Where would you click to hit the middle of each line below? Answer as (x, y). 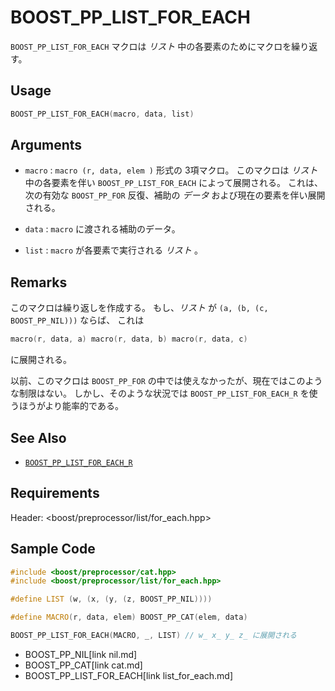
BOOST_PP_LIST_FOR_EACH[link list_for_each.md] (129, 675)
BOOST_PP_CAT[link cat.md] (83, 665)
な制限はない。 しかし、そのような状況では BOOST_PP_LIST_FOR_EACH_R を (160, 393)
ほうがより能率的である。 (71, 406)
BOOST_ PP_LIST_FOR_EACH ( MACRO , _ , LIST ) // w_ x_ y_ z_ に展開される (154, 636)
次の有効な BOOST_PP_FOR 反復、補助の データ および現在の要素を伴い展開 (175, 195)
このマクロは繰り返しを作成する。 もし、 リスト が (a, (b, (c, (139, 308)
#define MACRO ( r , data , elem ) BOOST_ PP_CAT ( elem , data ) (129, 617)
